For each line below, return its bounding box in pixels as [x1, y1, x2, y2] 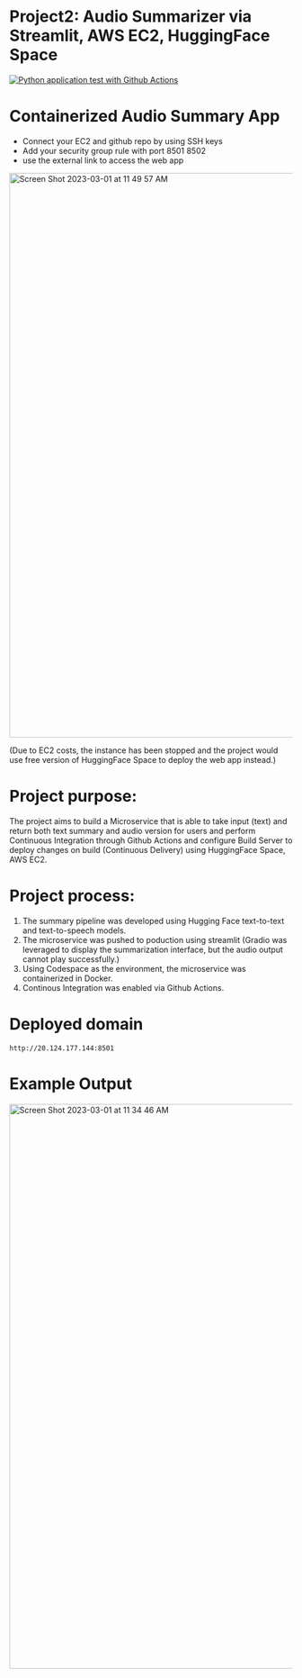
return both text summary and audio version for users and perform [9, 825, 256, 836]
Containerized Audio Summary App [9, 106, 280, 127]
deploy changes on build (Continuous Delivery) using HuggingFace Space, [9, 844, 286, 855]
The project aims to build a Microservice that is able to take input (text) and [9, 815, 288, 826]
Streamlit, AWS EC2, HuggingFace [9, 25, 271, 46]
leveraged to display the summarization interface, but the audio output [22, 944, 283, 955]
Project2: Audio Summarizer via [9, 6, 253, 27]
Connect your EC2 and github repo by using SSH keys [22, 135, 223, 146]
